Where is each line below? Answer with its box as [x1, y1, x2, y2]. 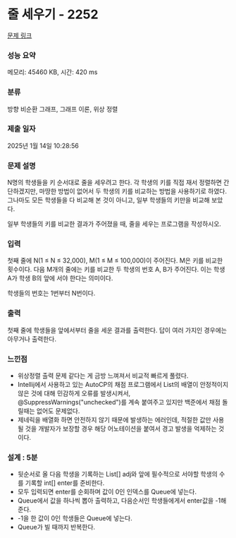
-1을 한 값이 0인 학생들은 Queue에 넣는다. [17, 514, 132, 522]
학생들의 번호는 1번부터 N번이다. [7, 289, 96, 297]
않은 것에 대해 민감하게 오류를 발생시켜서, [17, 389, 131, 397]
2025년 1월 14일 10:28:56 [7, 141, 79, 150]
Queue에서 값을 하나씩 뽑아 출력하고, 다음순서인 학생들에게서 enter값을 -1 [17, 496, 221, 505]
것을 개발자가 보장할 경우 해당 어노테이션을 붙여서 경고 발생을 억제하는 [25, 424, 217, 433]
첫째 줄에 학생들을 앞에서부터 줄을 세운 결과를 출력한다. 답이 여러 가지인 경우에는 [7, 325, 228, 334]
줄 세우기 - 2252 [7, 6, 99, 23]
